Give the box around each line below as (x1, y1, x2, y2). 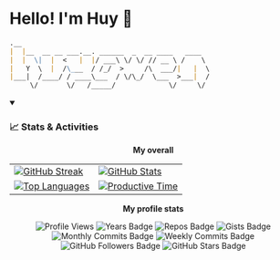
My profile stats (122, 203, 184, 214)
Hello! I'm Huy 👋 (9, 8, 133, 29)
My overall (132, 145, 174, 156)
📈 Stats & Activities (9, 120, 99, 133)
